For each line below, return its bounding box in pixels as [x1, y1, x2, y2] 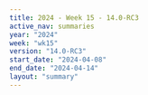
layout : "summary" [9, 72, 79, 81]
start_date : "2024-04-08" [9, 55, 106, 64]
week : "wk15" [9, 38, 59, 48]
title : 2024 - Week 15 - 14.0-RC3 [9, 13, 140, 23]
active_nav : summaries [9, 22, 95, 31]
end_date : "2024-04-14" [9, 64, 99, 73]
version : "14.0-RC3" [9, 47, 88, 56]
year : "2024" [9, 30, 59, 39]
